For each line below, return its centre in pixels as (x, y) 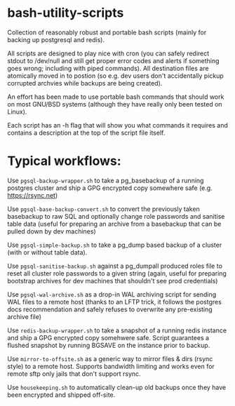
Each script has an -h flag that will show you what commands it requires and (117, 125)
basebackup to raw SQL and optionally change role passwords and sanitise (116, 216)
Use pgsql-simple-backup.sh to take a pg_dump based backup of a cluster (115, 245)
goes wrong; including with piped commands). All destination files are (108, 68)
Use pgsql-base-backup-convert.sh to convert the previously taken (103, 209)
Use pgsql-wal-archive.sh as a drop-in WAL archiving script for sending (112, 294)
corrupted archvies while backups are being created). (85, 83)
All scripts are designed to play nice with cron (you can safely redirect (108, 53)
